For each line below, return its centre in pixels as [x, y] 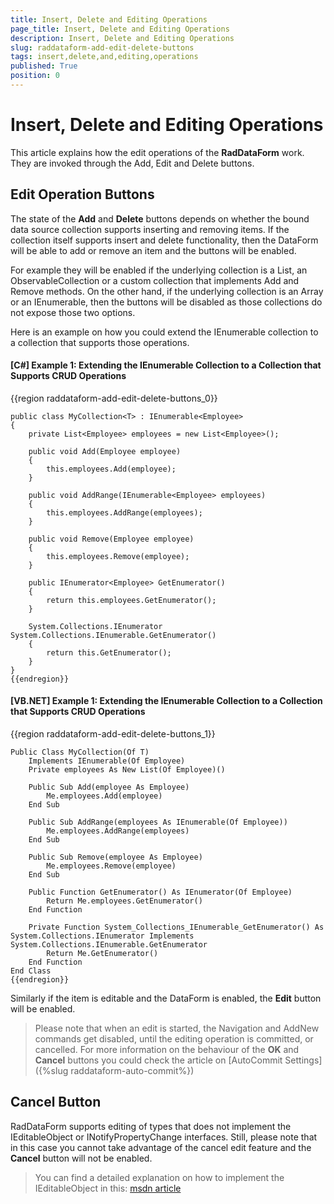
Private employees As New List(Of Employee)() [127, 770]
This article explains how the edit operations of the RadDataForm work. [157, 152]
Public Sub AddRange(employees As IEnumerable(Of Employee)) [158, 822]
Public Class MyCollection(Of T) [80, 752]
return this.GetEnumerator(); [109, 652]
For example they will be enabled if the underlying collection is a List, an [159, 270]
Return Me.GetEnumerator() [102, 954]
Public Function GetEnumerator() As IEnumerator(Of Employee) [160, 892]
